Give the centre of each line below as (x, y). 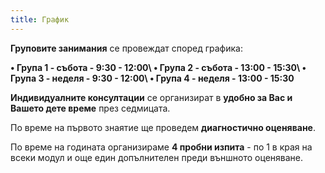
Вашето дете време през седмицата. (90, 108)
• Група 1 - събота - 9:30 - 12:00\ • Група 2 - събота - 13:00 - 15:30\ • (158, 67)
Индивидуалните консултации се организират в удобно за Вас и (151, 97)
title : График (40, 19)
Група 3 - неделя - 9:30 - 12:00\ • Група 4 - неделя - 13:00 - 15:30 (152, 78)
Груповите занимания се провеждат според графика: (126, 48)
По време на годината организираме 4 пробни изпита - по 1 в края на (161, 147)
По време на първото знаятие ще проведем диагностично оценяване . (163, 127)
